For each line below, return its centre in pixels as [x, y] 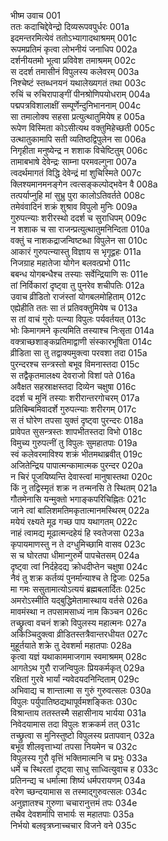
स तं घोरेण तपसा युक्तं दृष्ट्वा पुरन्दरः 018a [77, 420]
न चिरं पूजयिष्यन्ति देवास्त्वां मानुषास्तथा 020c [81, 476]
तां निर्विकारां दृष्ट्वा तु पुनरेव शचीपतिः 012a [77, 285]
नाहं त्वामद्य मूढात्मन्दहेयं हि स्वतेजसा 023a [77, 533]
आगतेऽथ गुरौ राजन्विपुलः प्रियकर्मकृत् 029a [77, 668]
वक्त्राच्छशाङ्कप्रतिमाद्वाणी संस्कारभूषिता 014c [81, 341]
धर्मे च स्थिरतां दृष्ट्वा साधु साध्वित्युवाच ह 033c [84, 769]
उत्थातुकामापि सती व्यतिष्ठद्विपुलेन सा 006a [78, 139]
